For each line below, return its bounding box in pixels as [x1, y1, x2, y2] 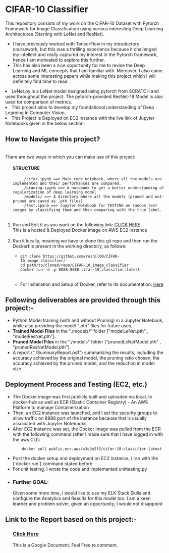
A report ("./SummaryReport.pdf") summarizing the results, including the [12, 349, 164, 356]
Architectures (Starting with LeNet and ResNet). [5, 31, 104, 37]
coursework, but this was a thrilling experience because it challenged [12, 46, 157, 52]
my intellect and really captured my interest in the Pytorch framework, [12, 52, 158, 58]
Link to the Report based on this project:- [5, 515, 137, 524]
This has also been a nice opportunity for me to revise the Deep [12, 62, 145, 68]
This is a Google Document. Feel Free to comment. [12, 542, 118, 548]
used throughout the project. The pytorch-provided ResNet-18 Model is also [5, 93, 163, 99]
